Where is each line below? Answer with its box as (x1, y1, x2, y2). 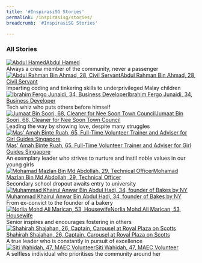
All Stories (6, 45, 37, 53)
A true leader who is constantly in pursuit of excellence (6, 237, 143, 244)
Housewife (6, 211, 33, 219)
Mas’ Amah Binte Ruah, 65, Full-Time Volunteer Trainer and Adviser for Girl (6, 142, 191, 149)
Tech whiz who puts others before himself (6, 103, 111, 110)
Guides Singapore (6, 148, 51, 155)
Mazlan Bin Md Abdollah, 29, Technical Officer (6, 174, 121, 181)
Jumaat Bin (155, 109, 183, 117)
